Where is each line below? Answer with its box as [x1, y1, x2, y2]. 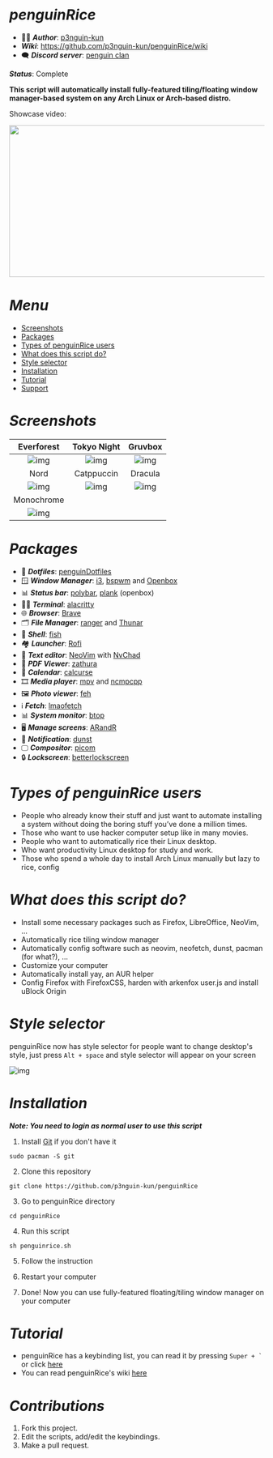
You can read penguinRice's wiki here [20, 1368, 147, 1378]
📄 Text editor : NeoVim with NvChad [20, 650, 141, 659]
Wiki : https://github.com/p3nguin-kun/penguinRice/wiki [20, 40, 208, 50]
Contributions [9, 1396, 105, 1415]
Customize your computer [20, 960, 109, 970]
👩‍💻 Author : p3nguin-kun [20, 32, 105, 42]
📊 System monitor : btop [20, 710, 105, 720]
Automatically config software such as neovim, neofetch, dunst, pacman [20, 943, 263, 953]
